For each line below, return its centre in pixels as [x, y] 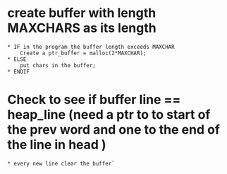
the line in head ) [57, 145]
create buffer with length [82, 13]
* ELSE [17, 59]
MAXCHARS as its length [82, 28]
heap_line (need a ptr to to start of [109, 115]
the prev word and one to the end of [114, 130]
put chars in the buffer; [58, 65]
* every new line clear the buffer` [61, 163]
